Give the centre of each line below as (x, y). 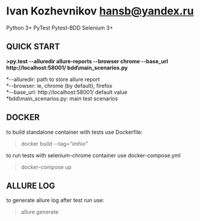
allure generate (40, 212)
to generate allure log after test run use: (55, 201)
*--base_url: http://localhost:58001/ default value (67, 92)
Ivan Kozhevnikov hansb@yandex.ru (100, 11)
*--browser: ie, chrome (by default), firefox (59, 86)
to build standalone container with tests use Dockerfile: (74, 132)
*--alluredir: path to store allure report (53, 79)
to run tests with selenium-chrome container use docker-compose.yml (94, 155)
